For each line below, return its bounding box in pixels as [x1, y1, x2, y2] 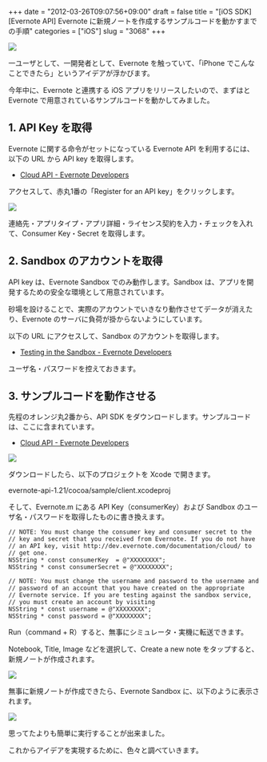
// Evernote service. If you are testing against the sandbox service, [8, 591, 252, 599]
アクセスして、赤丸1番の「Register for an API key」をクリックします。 [8, 186, 239, 196]
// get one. [8, 549, 48, 558]
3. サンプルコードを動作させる [8, 389, 157, 403]
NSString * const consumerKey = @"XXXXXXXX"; [8, 556, 166, 564]
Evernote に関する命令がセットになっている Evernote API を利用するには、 [8, 143, 254, 153]
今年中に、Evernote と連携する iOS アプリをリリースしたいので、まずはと [8, 86, 251, 95]
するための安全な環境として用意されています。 [14, 287, 169, 296]
